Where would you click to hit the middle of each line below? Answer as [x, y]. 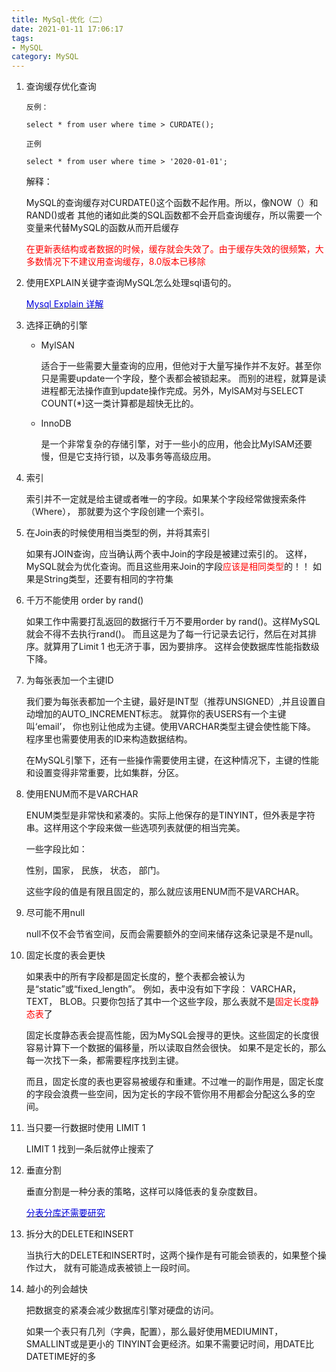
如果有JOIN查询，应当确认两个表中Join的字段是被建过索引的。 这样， [169, 554]
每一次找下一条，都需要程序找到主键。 [104, 1060]
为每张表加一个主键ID [69, 680]
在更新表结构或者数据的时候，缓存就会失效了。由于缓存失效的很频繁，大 [174, 249]
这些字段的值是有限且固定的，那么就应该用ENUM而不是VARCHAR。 [165, 892]
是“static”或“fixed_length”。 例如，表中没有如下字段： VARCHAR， [163, 989]
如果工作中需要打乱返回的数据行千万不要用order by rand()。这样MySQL [173, 622]
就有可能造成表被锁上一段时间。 [129, 1268]
